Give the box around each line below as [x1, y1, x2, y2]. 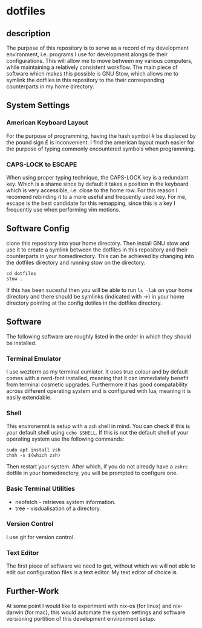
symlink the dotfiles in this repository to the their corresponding [6, 77, 165, 83]
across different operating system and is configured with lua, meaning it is [6, 387, 191, 394]
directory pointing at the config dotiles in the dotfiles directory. [6, 299, 162, 306]
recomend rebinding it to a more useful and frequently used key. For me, [6, 193, 187, 200]
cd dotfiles [6, 270, 36, 276]
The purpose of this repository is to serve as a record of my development [6, 44, 189, 51]
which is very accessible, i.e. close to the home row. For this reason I [6, 186, 178, 194]
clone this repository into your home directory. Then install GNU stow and [6, 239, 189, 247]
